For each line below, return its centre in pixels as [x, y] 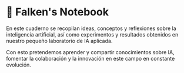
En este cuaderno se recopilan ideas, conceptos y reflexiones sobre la [91, 28]
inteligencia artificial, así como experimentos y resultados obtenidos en [92, 34]
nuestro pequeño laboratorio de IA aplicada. [59, 41]
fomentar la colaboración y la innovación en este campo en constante [91, 58]
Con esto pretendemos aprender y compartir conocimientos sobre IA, [90, 52]
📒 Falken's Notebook [57, 12]
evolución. [19, 65]
